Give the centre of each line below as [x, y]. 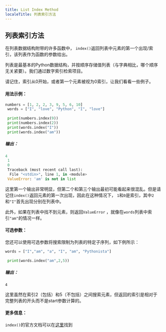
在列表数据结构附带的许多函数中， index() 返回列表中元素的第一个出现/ [77, 48]
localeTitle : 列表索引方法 [31, 14]
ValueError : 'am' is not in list [42, 179]
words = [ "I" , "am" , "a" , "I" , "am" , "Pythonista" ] [58, 252]
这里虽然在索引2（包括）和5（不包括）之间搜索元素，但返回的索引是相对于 [81, 295]
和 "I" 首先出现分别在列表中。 [35, 201]
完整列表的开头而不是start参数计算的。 [44, 300]
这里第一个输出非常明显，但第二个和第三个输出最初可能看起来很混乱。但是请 [83, 189]
